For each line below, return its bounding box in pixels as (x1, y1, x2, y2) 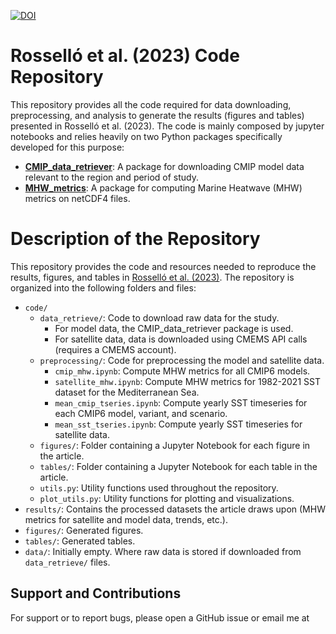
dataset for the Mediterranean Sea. (54, 386, 200, 398)
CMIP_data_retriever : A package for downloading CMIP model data (24, 160, 305, 172)
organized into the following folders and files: (10, 281, 197, 294)
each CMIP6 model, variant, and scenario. (54, 407, 228, 419)
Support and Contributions (10, 585, 182, 602)
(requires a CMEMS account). (54, 343, 177, 355)
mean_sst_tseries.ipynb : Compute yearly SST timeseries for (54, 418, 303, 430)
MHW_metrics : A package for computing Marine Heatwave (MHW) (24, 181, 303, 194)
